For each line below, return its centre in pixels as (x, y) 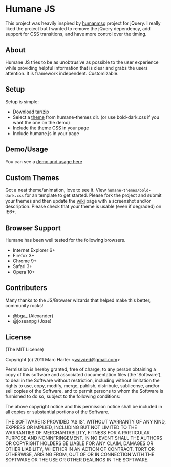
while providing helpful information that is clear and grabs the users (77, 68)
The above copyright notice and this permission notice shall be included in (84, 406)
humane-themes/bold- (129, 191)
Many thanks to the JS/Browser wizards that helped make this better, (78, 300)
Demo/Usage (27, 149)
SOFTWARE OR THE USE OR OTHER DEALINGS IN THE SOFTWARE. (77, 460)
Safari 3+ (23, 266)
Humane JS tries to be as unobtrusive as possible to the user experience (82, 62)
